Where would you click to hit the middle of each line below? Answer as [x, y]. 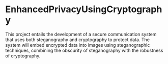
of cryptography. [23, 56]
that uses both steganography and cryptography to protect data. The [78, 40]
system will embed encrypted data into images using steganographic [78, 45]
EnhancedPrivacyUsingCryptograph [84, 9]
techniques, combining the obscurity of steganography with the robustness [84, 50]
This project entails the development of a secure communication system [81, 34]
